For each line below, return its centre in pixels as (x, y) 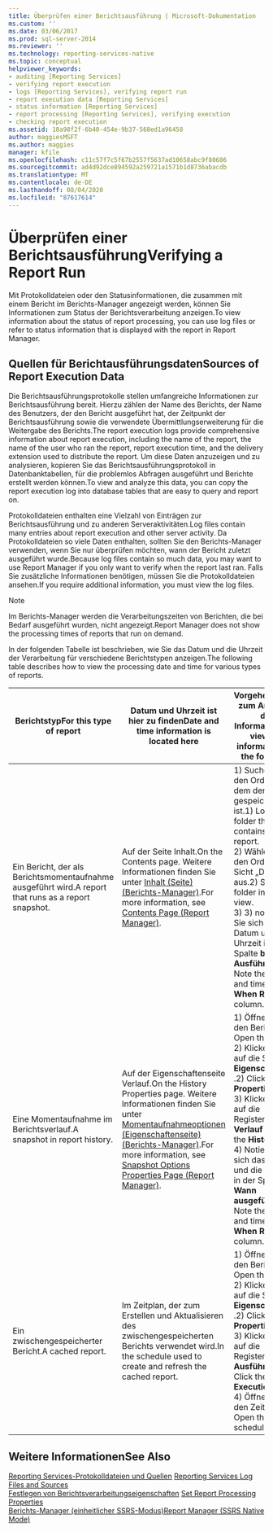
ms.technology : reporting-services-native (81, 54)
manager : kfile (34, 152)
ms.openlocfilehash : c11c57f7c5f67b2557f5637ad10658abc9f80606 (118, 160)
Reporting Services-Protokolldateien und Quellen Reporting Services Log (131, 1476)
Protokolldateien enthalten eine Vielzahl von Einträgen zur (105, 516)
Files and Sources (39, 1485)
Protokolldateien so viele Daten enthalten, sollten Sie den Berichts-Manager (135, 541)
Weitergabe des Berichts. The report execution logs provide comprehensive (134, 431)
